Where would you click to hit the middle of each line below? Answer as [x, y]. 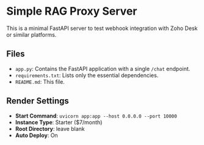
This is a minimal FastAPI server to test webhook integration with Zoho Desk [102, 28]
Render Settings [38, 101]
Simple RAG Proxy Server [72, 11]
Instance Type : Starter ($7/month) [59, 122]
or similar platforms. [31, 34]
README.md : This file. [40, 81]
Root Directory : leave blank [50, 128]
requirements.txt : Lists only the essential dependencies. [87, 75]
